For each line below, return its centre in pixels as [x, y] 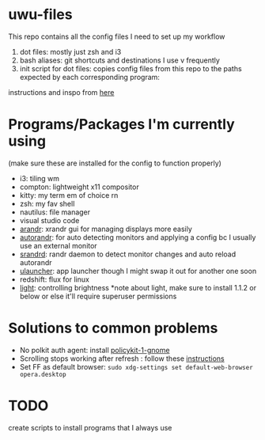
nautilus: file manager [55, 212]
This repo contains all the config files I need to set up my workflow [117, 36]
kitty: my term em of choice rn [69, 195]
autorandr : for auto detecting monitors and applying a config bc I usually [138, 237]
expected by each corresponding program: [90, 77]
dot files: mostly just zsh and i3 [70, 51]
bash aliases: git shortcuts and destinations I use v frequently [119, 60]
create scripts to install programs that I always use [90, 427]
